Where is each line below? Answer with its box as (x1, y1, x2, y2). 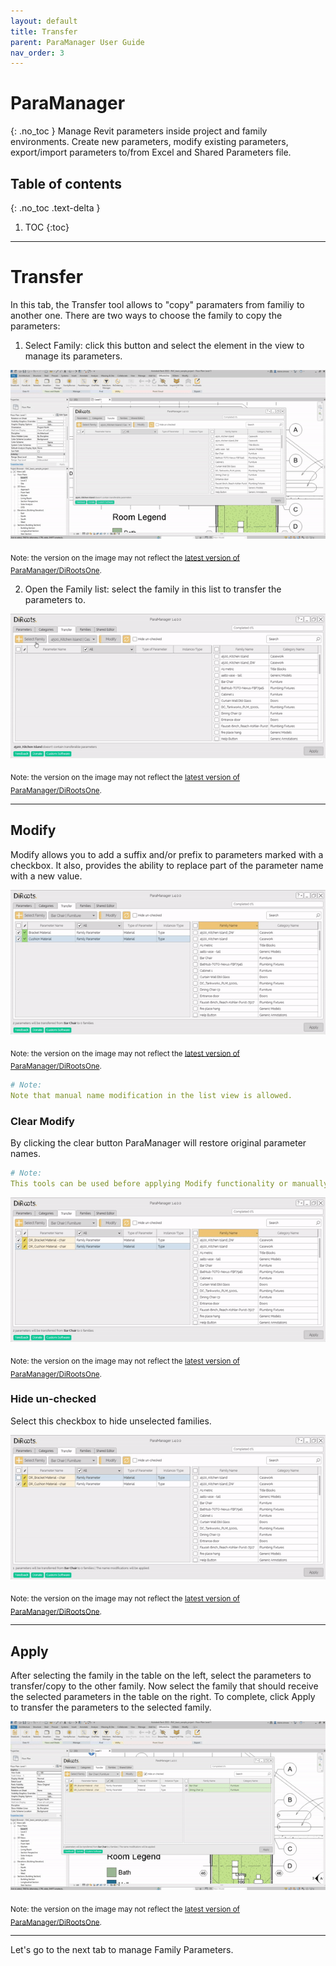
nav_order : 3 (10, 48, 65, 58)
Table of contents (10, 175, 122, 192)
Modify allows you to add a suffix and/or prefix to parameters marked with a (10, 848, 324, 860)
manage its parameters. (24, 350, 123, 362)
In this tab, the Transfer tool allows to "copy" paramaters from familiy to (10, 298, 305, 310)
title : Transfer (10, 26, 78, 37)
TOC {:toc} (24, 221, 70, 233)
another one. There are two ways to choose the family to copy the (10, 309, 283, 321)
